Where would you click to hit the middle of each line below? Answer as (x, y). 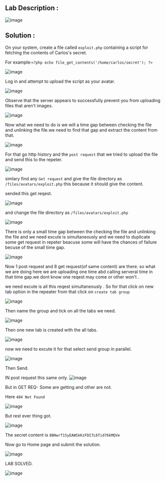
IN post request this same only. (36, 378)
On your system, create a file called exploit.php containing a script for (77, 47)
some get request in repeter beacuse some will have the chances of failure (81, 242)
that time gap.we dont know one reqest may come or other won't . (72, 277)
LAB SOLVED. (19, 463)
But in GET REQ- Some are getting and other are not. (59, 387)
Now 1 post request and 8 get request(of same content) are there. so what (80, 266)
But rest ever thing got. (28, 415)
